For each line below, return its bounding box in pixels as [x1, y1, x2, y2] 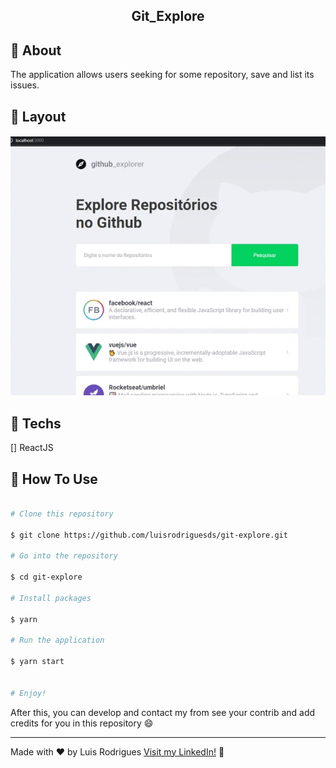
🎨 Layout [10, 108, 67, 125]
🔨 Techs [10, 415, 62, 432]
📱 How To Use [10, 470, 98, 488]
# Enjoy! [10, 688, 47, 698]
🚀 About [10, 42, 62, 59]
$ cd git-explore [10, 572, 83, 583]
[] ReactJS [10, 442, 54, 454]
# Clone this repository [10, 509, 114, 519]
